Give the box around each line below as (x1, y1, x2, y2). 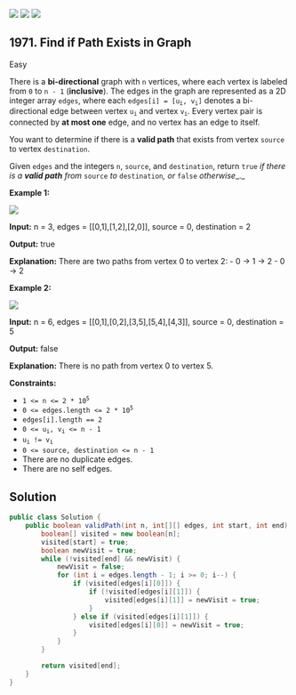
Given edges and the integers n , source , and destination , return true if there (9, 160, 286, 171)
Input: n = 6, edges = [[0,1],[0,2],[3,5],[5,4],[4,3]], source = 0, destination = (9, 316, 284, 327)
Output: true (9, 238, 56, 249)
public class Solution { (9, 513, 101, 522)
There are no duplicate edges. (21, 454, 133, 465)
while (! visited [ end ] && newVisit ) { (41, 554, 180, 563)
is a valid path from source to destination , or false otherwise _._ (9, 170, 245, 181)
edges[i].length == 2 (21, 415, 102, 424)
